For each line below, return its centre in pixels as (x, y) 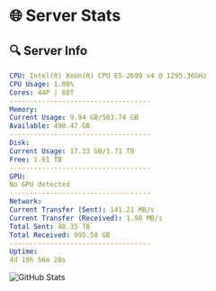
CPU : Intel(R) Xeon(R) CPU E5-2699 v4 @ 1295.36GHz (108, 76)
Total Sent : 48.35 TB (50, 226)
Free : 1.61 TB (36, 159)
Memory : (24, 109)
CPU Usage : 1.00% (42, 84)
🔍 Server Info (49, 50)
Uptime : (24, 252)
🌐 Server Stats (65, 16)
